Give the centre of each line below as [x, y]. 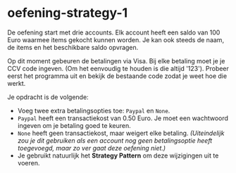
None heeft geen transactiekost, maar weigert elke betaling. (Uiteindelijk [121, 133]
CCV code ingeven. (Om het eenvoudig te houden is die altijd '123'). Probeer [118, 68]
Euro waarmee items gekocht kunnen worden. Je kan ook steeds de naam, [116, 39]
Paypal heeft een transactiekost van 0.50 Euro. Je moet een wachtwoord [123, 118]
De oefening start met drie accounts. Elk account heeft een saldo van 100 [114, 32]
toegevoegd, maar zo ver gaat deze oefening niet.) [92, 148]
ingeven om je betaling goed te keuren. [74, 125]
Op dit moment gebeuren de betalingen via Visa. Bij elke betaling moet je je [116, 60]
